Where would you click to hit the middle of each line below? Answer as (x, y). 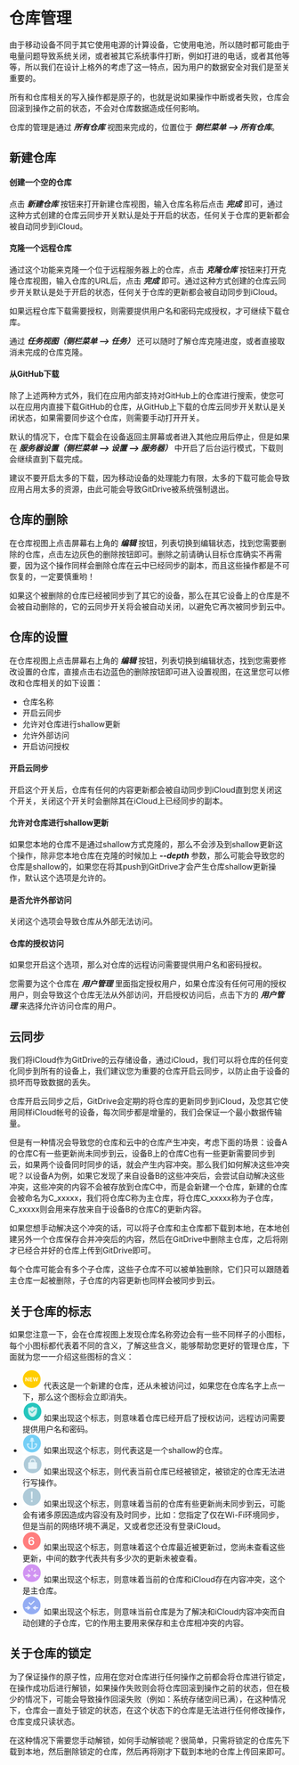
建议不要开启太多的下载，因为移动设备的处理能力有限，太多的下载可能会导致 (149, 478)
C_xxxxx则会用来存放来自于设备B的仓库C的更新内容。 (108, 1209)
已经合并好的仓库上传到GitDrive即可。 (86, 1250)
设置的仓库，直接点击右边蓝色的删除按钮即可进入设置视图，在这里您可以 (149, 671)
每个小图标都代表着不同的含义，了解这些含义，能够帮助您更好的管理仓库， (145, 1345)
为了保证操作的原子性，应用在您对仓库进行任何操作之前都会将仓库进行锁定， (149, 1677)
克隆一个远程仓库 (40, 248)
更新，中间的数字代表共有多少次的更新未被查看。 (112, 1558)
